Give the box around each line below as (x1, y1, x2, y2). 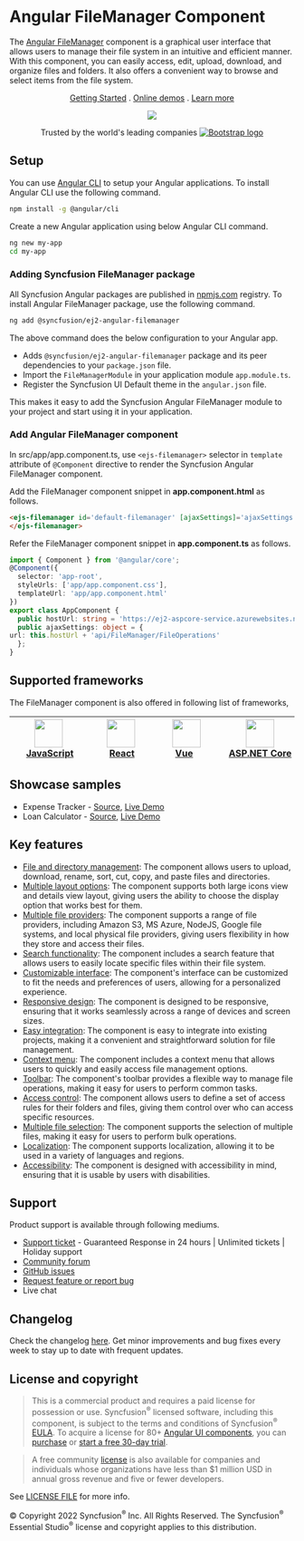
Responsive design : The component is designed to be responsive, (22, 996, 270, 1006)
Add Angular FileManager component (9, 429, 179, 441)
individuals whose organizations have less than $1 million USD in (31, 1464, 272, 1475)
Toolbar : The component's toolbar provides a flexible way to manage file (22, 1073, 294, 1084)
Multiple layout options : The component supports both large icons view (22, 881, 289, 891)
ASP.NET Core (228, 746, 292, 759)
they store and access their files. (22, 938, 145, 949)
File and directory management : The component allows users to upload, (22, 861, 291, 872)
